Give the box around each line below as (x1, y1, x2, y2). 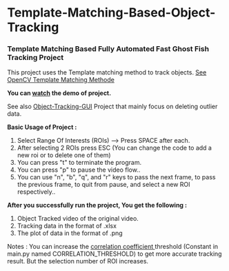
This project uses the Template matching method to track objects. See (7, 68, 207, 77)
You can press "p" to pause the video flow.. (17, 165, 141, 174)
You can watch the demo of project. (7, 89, 112, 97)
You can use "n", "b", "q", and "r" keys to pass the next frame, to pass (17, 173, 216, 181)
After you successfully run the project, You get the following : (7, 201, 188, 210)
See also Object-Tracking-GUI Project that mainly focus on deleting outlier (7, 102, 218, 111)
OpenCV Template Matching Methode (7, 76, 115, 84)
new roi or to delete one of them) (17, 151, 112, 159)
